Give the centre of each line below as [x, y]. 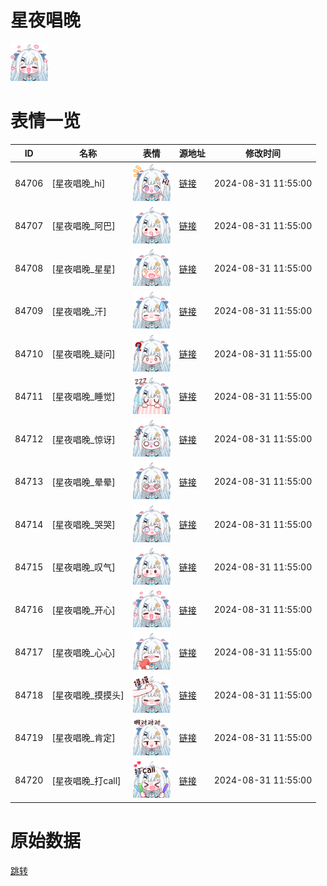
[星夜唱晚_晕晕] [83, 482]
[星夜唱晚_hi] [78, 183]
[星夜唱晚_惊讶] [83, 439]
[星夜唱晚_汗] [79, 311]
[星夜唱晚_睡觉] [83, 397]
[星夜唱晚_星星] [83, 268]
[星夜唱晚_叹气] [83, 567]
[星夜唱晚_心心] [83, 652]
